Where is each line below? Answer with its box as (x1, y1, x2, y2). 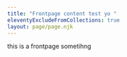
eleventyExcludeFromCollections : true (7, 17, 120, 24)
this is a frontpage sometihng (7, 42, 92, 51)
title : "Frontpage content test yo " (7, 10, 117, 17)
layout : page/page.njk (7, 23, 73, 30)
